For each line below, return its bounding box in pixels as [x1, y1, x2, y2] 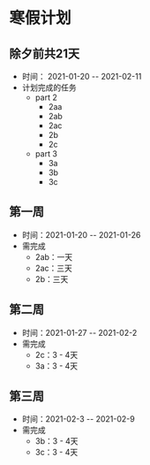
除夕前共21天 [9, 46, 80, 61]
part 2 [34, 92, 57, 103]
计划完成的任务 [21, 82, 77, 93]
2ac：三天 [34, 263, 72, 273]
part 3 [34, 149, 57, 159]
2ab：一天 [34, 251, 73, 262]
